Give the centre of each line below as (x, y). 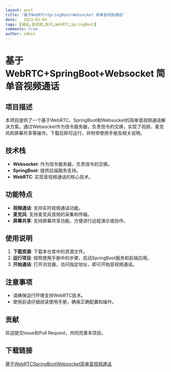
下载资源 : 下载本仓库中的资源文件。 (50, 252)
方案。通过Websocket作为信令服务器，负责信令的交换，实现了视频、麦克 (87, 127)
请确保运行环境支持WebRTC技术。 (49, 296)
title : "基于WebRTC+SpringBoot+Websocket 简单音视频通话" (65, 15)
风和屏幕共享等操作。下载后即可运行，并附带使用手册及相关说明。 (75, 133)
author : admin (21, 34)
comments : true (22, 29)
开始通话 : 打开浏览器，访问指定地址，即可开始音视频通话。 (75, 264)
